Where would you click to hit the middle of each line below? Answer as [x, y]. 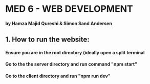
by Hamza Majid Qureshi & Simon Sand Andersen [59, 23]
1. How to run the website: [47, 40]
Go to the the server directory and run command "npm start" [71, 64]
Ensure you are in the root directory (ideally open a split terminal [75, 52]
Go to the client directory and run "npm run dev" [58, 76]
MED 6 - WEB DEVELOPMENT [69, 9]
